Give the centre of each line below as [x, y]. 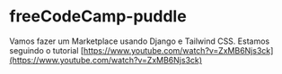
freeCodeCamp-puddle [98, 16]
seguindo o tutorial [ [47, 50]
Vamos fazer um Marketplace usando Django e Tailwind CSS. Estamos [140, 41]
